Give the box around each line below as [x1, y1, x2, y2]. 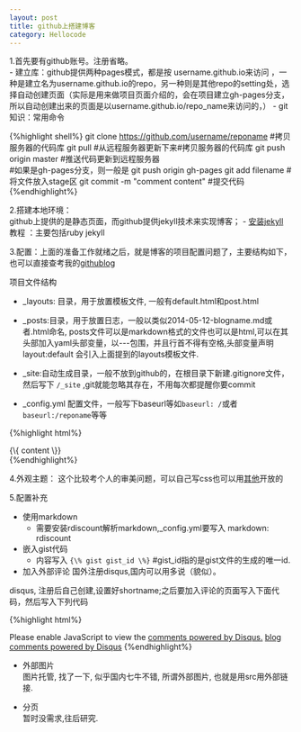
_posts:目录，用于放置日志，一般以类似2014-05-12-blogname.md [22, 315, 265, 326]
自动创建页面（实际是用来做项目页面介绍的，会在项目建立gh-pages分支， [16, 89, 290, 100]
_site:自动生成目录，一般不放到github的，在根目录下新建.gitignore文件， [22, 368, 289, 379]
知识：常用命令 [9, 112, 65, 122]
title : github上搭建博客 [9, 22, 96, 31]
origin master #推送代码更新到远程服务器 [9, 154, 160, 165]
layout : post [9, 13, 58, 23]
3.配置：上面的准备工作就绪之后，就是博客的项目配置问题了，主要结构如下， [9, 247, 292, 258]
